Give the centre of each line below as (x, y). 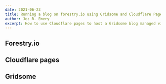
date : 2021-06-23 (23, 10)
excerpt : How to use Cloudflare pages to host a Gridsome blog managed (80, 23)
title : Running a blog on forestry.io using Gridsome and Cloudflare (78, 14)
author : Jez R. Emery (27, 19)
